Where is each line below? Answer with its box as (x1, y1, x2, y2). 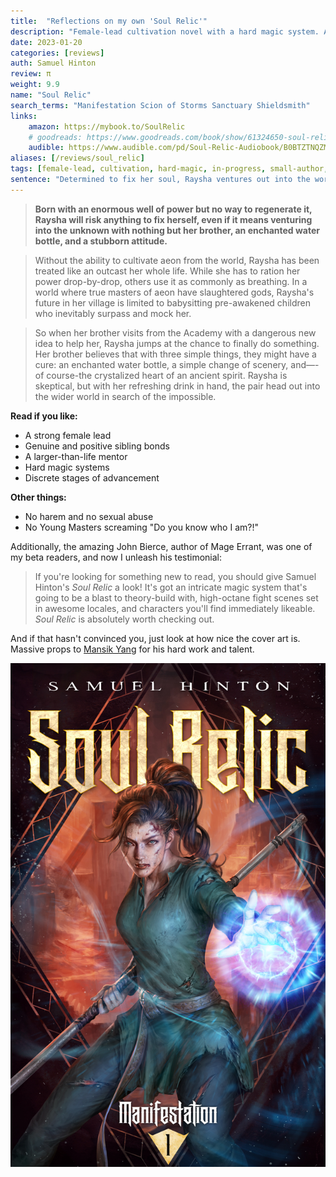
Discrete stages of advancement (24, 471, 160, 484)
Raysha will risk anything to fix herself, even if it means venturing (34, 213, 313, 225)
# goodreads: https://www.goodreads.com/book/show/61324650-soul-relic (28, 132, 333, 142)
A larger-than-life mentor (24, 450, 128, 462)
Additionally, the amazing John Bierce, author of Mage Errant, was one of (10, 540, 313, 552)
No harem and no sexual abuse (24, 510, 154, 522)
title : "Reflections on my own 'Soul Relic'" (10, 16, 208, 26)
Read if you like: (10, 410, 78, 422)
